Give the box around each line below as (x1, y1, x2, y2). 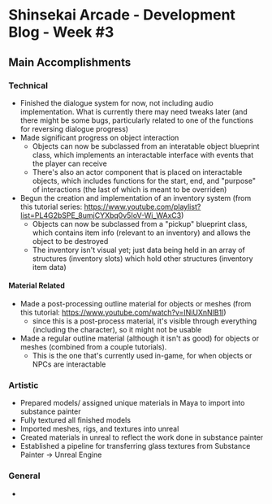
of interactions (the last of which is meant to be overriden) (32, 185, 227, 194)
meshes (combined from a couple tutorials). (19, 342, 167, 352)
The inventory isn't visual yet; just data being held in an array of (32, 245, 246, 254)
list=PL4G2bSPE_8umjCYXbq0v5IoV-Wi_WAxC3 (19, 210, 182, 220)
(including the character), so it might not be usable (32, 325, 202, 335)
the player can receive (32, 159, 107, 168)
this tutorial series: (19, 202, 83, 211)
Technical (8, 80, 49, 91)
